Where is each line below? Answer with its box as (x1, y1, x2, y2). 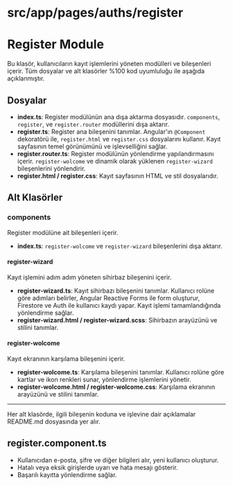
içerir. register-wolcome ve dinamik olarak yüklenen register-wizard (17, 157, 213, 165)
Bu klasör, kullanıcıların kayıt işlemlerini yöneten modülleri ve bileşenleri (7, 60, 212, 68)
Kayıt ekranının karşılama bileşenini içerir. (7, 355, 126, 363)
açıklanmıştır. (7, 74, 45, 83)
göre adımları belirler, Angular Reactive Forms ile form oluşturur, (17, 293, 200, 302)
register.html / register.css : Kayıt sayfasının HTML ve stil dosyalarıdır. (17, 171, 218, 180)
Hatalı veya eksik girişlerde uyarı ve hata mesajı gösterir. (17, 463, 178, 471)
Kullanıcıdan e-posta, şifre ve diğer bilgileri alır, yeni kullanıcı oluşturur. (17, 455, 219, 464)
